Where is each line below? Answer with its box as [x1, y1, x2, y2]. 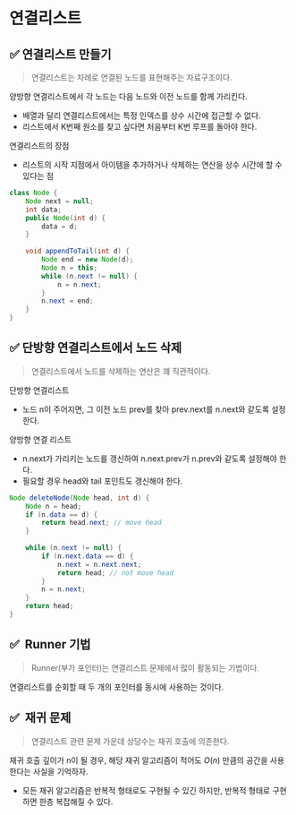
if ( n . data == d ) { [25, 510, 98, 519]
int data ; [25, 205, 63, 214]
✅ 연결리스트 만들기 [9, 47, 112, 62]
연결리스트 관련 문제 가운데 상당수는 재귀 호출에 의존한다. [30, 735, 230, 746]
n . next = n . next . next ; [56, 560, 142, 569]
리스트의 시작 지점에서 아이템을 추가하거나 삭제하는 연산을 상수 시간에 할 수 [21, 159, 283, 170]
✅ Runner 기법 [9, 637, 91, 652]
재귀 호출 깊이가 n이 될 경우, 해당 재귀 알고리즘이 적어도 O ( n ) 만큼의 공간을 [9, 754, 268, 766]
